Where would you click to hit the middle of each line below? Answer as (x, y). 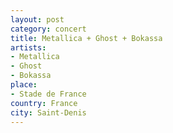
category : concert (48, 29)
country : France (44, 103)
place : (24, 85)
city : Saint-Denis (48, 112)
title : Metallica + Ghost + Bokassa (86, 38)
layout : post (37, 19)
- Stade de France (48, 94)
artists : (28, 47)
